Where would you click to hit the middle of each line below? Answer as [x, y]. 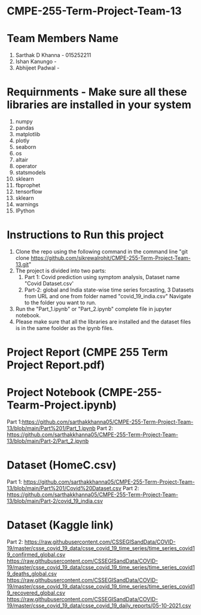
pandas [25, 128]
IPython [25, 211]
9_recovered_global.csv [36, 593]
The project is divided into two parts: [61, 271]
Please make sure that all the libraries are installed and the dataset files [103, 322]
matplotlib [28, 134]
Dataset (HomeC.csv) [62, 465]
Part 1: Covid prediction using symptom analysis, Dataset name [102, 277]
